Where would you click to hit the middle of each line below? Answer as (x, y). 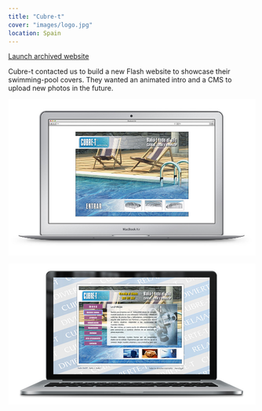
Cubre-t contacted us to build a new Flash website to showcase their (119, 71)
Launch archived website (49, 56)
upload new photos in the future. (61, 88)
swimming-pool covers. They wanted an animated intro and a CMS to (120, 80)
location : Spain (35, 33)
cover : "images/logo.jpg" (50, 25)
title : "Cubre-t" (36, 16)
